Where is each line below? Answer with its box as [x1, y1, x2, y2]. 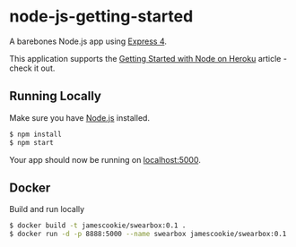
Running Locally [9, 89, 101, 104]
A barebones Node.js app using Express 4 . [9, 36, 168, 47]
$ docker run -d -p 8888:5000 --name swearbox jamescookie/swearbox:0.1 [9, 230, 287, 239]
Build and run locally [9, 204, 85, 215]
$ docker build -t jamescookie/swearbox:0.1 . [9, 221, 187, 230]
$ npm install [9, 130, 63, 139]
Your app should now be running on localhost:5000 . [9, 154, 202, 165]
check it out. [9, 63, 56, 73]
